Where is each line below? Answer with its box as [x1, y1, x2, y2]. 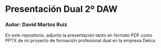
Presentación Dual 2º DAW [5, 3, 118, 15]
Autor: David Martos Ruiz [5, 21, 68, 28]
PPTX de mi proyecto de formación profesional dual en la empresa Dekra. [5, 38, 157, 44]
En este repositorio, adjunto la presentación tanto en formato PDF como [5, 32, 153, 38]
